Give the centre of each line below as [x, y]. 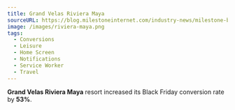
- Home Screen [34, 53]
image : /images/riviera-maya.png [56, 26]
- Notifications [37, 59]
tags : [15, 33]
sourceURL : [23, 20]
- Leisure [28, 46]
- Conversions [34, 40]
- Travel [26, 72]
